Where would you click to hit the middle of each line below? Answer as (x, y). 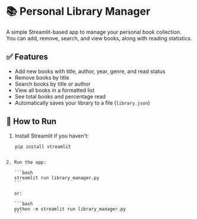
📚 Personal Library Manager (78, 12)
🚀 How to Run (31, 121)
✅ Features (27, 57)
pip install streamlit (43, 147)
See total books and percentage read (60, 96)
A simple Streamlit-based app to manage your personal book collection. (94, 32)
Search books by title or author (53, 84)
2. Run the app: (26, 163)
